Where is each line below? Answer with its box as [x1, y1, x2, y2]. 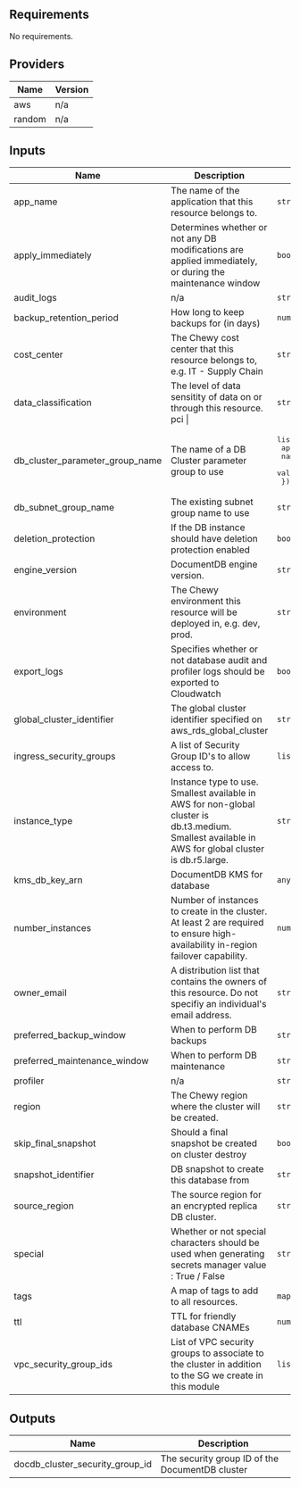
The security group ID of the [160, 1452, 279, 1465]
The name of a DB [171, 444, 246, 456]
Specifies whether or [171, 643, 259, 655]
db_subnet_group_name [13, 502, 114, 514]
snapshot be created [171, 1137, 257, 1150]
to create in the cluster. [171, 905, 268, 918]
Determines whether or [171, 221, 268, 234]
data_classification [13, 396, 92, 409]
